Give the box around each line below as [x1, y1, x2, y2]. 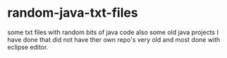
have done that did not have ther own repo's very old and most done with [7, 35, 221, 43]
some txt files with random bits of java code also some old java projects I [7, 28, 219, 36]
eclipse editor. [7, 43, 49, 51]
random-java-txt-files [7, 5, 139, 21]
